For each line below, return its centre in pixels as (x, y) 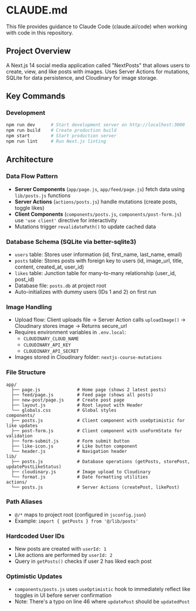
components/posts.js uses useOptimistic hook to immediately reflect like (102, 589)
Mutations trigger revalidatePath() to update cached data (85, 226)
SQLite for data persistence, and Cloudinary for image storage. (82, 77)
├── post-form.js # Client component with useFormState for (97, 431)
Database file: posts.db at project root (60, 286)
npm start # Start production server (61, 136)
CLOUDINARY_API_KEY (47, 345)
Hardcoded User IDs (36, 536)
